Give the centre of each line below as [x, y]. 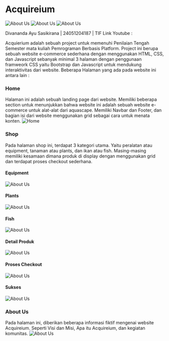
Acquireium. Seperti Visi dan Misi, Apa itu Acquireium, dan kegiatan [75, 328]
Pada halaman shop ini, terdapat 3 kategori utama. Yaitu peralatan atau [79, 145]
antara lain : [17, 75]
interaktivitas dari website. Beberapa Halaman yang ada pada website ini [81, 70]
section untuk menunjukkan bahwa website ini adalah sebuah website [78, 105]
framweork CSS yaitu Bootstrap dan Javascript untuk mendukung [74, 64]
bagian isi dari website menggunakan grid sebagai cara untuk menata [78, 116]
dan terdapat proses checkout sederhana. [49, 161]
